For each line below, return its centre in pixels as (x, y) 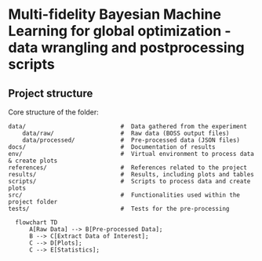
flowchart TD (36, 223)
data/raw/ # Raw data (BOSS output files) (126, 133)
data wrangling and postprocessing (126, 48)
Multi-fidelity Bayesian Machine (115, 14)
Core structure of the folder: (54, 112)
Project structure (51, 93)
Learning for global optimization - (120, 31)
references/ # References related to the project (127, 168)
